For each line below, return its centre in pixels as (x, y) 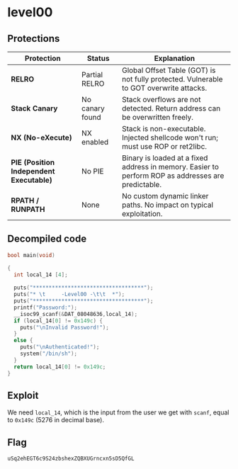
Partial (92, 75)
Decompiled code (47, 239)
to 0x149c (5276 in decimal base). (56, 420)
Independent (33, 171)
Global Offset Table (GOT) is (169, 70)
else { (23, 341)
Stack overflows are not (161, 100)
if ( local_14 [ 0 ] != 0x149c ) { (58, 321)
